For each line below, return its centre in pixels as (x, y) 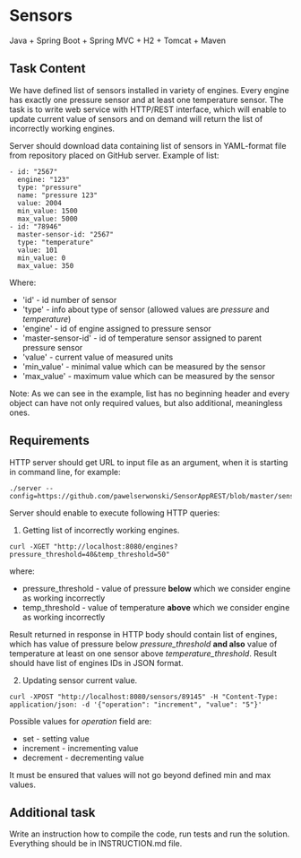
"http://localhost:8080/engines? (116, 546)
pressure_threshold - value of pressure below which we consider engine (156, 588)
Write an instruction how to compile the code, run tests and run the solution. (150, 834)
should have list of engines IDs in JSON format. (96, 663)
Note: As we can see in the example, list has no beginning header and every (150, 393)
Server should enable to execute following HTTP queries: (115, 513)
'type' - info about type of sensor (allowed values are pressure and (146, 309)
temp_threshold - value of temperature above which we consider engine (156, 607)
